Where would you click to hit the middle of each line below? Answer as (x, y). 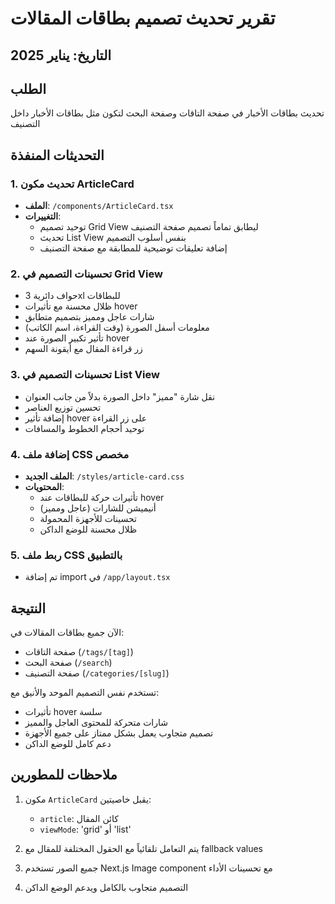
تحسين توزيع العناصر (63, 407)
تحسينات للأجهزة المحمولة (88, 518)
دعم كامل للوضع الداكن (68, 744)
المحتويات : (44, 486)
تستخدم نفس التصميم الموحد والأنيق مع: (85, 693)
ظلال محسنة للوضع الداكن (88, 529)
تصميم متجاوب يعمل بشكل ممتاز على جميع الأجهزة (119, 733)
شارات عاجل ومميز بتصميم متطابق (89, 317)
